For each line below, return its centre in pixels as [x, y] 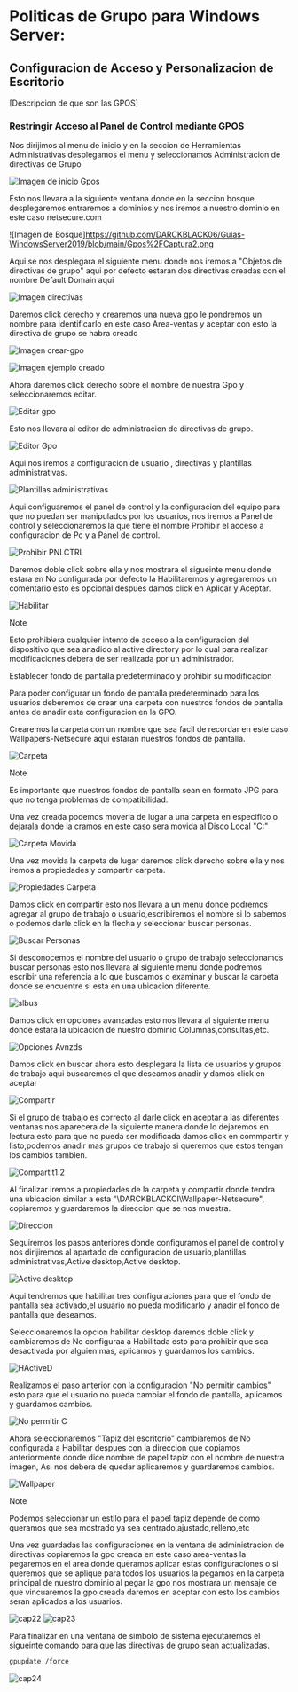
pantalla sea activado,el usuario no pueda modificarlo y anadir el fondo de [145, 1305]
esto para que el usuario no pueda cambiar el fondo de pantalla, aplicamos [146, 1395]
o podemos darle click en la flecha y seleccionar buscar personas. [131, 924]
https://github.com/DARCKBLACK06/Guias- [165, 235]
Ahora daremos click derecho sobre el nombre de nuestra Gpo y [127, 385]
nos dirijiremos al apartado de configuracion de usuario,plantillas [128, 1252]
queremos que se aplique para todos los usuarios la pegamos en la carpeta [147, 1573]
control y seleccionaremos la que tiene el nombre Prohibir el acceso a [137, 526]
